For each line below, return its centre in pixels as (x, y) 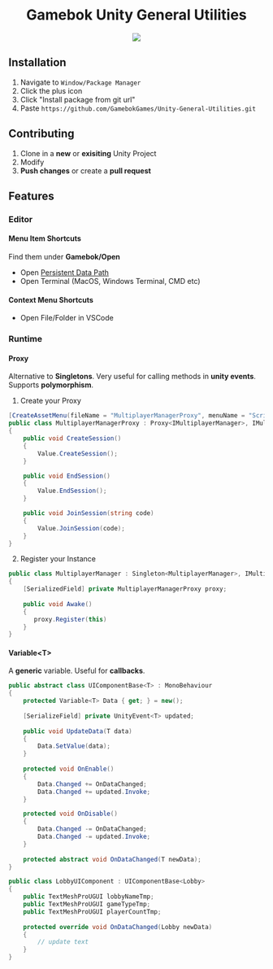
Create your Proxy (50, 401)
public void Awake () (58, 604)
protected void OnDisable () (70, 814)
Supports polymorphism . (51, 385)
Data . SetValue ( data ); (74, 746)
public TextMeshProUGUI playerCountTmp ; (92, 912)
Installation (37, 63)
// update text (63, 942)
